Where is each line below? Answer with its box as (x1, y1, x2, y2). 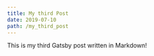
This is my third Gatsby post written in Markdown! (7, 42, 147, 50)
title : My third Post (7, 10, 69, 17)
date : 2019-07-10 (7, 16, 57, 23)
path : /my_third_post (7, 23, 69, 29)
